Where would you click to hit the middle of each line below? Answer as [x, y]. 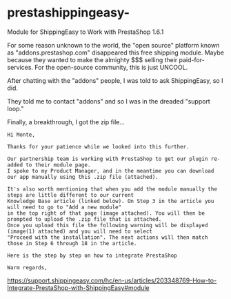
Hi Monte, [21, 135]
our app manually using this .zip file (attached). [83, 177]
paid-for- [192, 59]
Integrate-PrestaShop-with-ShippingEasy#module [78, 287]
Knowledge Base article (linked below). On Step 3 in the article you [111, 201]
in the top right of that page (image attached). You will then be [106, 213]
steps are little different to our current [71, 195]
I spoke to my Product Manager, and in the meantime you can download [111, 171]
